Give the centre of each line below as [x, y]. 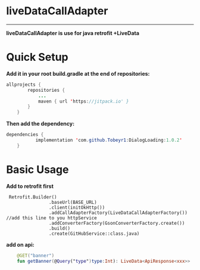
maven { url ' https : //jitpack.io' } [83, 101]
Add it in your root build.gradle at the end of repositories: [78, 73]
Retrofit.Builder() [33, 197]
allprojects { [24, 85]
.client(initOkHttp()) [77, 207]
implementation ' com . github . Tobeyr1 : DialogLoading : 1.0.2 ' [109, 140]
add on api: [20, 244]
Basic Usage [37, 170]
